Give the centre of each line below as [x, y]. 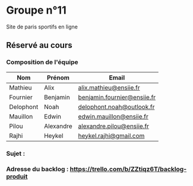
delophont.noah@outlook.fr [116, 107]
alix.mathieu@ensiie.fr [109, 88]
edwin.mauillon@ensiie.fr [113, 116]
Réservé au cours [39, 45]
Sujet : [16, 153]
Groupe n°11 [36, 10]
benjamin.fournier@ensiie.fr [117, 97]
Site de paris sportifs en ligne [42, 27]
